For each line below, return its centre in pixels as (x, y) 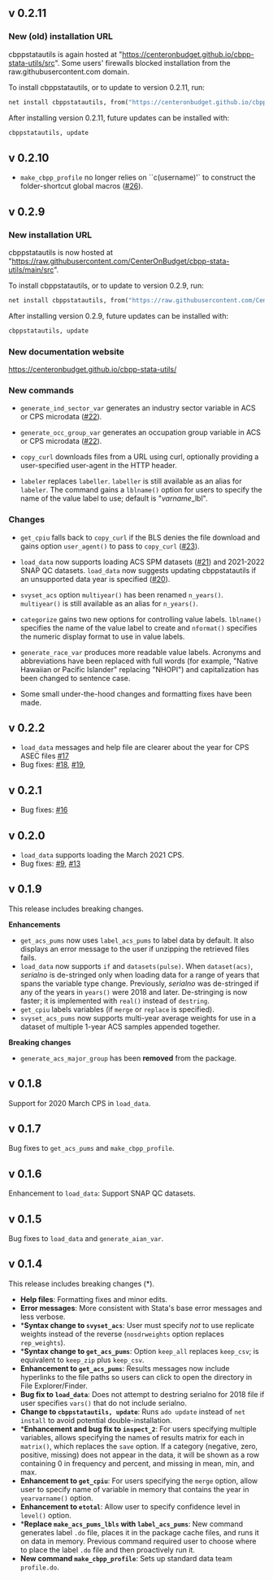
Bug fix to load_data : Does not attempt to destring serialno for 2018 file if (142, 1394)
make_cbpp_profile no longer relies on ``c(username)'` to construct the (138, 177)
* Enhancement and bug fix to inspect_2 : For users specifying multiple (139, 1429)
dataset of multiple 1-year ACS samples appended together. (120, 1027)
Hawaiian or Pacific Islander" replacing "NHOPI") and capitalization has (139, 669)
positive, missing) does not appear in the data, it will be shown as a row (140, 1455)
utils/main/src (31, 269)
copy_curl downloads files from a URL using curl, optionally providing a (139, 457)
